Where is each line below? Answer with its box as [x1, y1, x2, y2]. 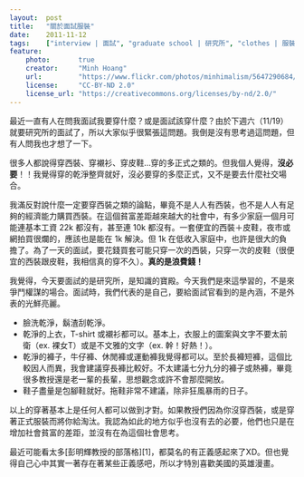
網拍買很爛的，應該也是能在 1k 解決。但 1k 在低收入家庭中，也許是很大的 [9, 233, 280, 244]
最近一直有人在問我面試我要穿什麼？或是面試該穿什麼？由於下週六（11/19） [9, 115, 289, 126]
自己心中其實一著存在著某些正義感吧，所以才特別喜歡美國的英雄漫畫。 [16, 457, 279, 468]
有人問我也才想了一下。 [9, 138, 97, 149]
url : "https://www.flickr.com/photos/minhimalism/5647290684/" [25, 73, 301, 82]
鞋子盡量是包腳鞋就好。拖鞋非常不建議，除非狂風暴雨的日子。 [22, 385, 253, 395]
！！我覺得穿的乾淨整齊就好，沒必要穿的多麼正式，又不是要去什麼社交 [17, 169, 279, 180]
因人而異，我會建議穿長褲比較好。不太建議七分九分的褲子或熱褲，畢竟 [30, 362, 292, 373]
